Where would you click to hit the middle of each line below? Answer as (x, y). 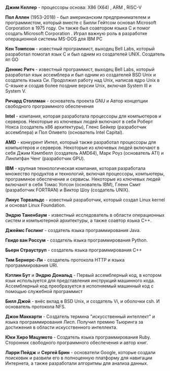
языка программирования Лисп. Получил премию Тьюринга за (74, 322)
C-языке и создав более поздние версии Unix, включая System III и (78, 85)
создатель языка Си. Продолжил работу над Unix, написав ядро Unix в (82, 80)
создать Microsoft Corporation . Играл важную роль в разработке (76, 33)
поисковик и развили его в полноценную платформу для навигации (79, 358)
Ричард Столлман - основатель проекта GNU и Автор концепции (77, 101)
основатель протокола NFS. (36, 307)
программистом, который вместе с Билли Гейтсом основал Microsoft (81, 23)
